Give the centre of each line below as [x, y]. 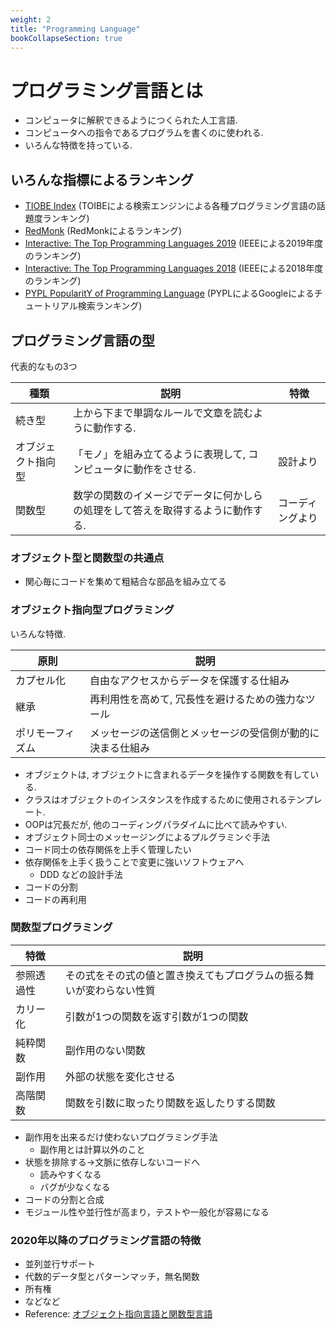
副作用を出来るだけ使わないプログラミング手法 [121, 1137]
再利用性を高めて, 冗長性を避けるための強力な [197, 699]
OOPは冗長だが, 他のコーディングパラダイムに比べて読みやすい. [156, 824]
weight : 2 [31, 19]
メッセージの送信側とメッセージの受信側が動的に [204, 733]
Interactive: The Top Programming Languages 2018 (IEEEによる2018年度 [174, 268]
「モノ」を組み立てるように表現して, [159, 454]
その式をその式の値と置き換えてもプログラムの [174, 975]
